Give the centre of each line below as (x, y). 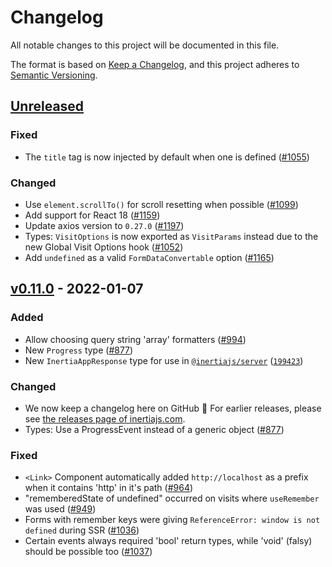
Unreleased (47, 106)
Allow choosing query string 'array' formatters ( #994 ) (135, 339)
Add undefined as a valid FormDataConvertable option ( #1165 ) (149, 257)
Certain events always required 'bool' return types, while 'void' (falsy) (168, 541)
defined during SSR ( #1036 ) (82, 530)
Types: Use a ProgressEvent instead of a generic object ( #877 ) (154, 429)
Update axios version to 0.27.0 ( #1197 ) (104, 225)
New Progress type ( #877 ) (79, 350)
